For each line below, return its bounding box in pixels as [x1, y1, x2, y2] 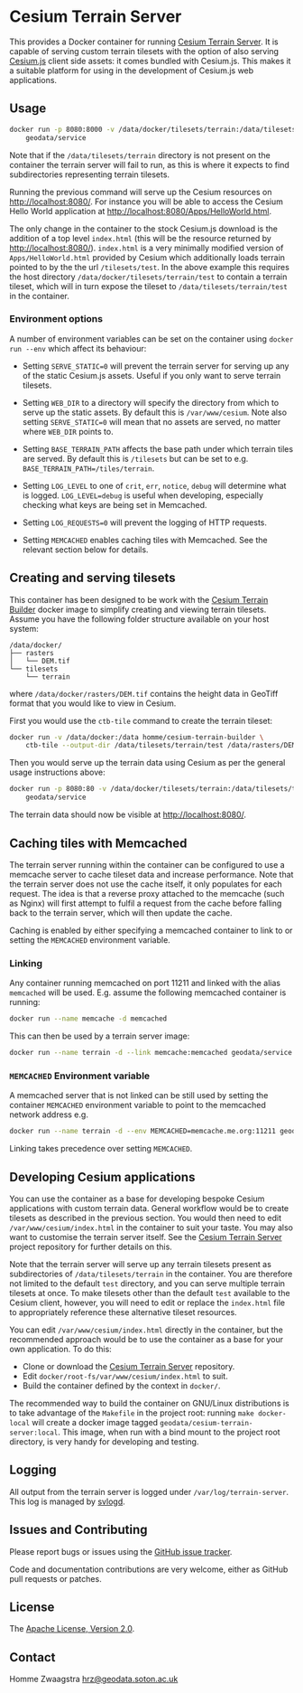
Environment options [9, 313, 104, 325]
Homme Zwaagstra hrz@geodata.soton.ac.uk [9, 1674, 179, 1685]
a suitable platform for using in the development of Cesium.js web [9, 65, 254, 76]
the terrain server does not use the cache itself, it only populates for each [9, 879, 282, 889]
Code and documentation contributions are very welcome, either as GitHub [9, 1564, 289, 1575]
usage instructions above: [9, 767, 106, 778]
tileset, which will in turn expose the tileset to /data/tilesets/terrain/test [9, 280, 289, 291]
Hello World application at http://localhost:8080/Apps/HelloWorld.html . [9, 205, 272, 216]
